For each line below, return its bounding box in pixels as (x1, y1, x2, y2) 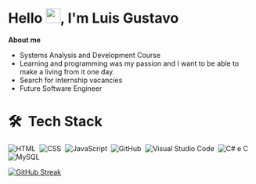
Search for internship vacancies (19, 75, 123, 85)
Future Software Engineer (19, 83, 103, 93)
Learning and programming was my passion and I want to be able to (19, 59, 240, 68)
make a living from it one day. (19, 67, 115, 76)
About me (8, 35, 41, 45)
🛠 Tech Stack (8, 113, 103, 131)
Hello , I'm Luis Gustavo (8, 9, 179, 27)
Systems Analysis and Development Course (19, 50, 161, 60)
